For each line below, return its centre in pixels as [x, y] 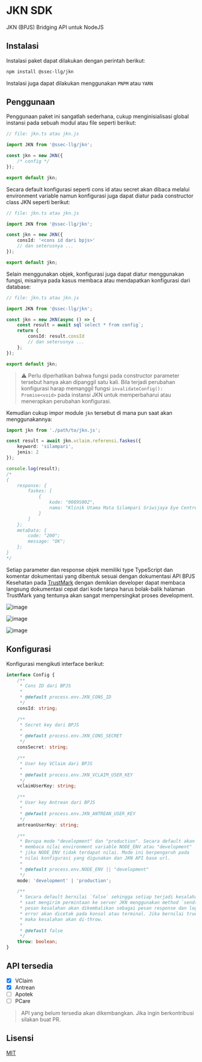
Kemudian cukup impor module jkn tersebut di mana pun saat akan [89, 412]
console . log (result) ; [33, 468]
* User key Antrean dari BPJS [57, 803]
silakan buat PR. [41, 1020]
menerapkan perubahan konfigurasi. [66, 401]
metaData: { [32, 530]
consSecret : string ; [43, 747]
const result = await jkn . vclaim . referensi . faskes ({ [74, 441]
